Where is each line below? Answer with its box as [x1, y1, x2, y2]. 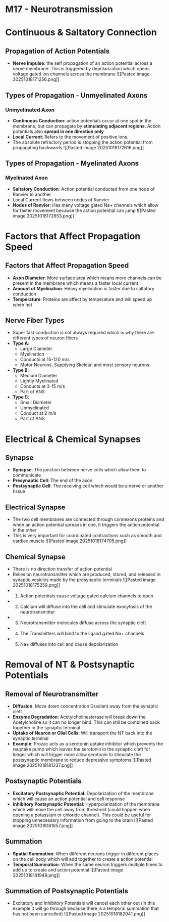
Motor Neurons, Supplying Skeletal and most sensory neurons [20, 362, 150, 368]
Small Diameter [20, 400, 52, 406]
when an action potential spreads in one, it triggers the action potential [12, 522, 160, 528]
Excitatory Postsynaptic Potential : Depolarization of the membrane [12, 790, 154, 796]
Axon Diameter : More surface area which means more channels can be [12, 275, 162, 281]
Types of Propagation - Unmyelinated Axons [5, 91, 148, 100]
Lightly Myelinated [20, 378, 59, 384]
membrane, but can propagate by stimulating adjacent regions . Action [12, 123, 161, 129]
